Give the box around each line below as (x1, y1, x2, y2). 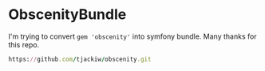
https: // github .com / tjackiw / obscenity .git (8, 55, 152, 63)
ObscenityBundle (8, 6, 127, 24)
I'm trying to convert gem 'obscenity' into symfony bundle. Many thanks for (8, 32, 257, 41)
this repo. (8, 39, 40, 49)
